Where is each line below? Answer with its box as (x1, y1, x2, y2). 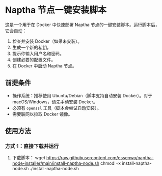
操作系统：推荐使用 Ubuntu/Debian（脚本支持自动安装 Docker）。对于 (12, 92, 153, 98)
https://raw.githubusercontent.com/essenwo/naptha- (46, 155, 154, 161)
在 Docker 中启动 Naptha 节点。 (12, 62, 77, 69)
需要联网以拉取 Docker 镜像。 (12, 111, 73, 117)
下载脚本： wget (12, 155, 46, 161)
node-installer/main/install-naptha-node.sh (12, 160, 100, 166)
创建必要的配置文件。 (12, 57, 55, 62)
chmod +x (100, 160, 121, 166)
